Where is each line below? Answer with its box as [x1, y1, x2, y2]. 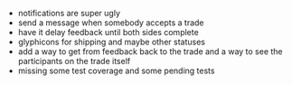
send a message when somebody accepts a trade [17, 17, 205, 28]
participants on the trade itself [17, 56, 131, 66]
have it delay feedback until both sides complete [17, 27, 199, 37]
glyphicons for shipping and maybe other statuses [17, 36, 206, 47]
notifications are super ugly [17, 8, 120, 18]
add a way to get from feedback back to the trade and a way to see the [17, 46, 283, 57]
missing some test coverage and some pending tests [17, 65, 215, 76]
